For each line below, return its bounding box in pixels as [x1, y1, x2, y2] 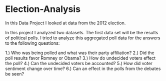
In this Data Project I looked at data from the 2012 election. [5, 20, 126, 26]
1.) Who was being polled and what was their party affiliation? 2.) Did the [5, 50, 154, 56]
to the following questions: [5, 40, 60, 46]
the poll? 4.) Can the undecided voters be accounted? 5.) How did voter [5, 60, 152, 66]
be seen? [5, 71, 24, 77]
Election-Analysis [5, 3, 81, 15]
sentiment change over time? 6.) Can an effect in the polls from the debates [5, 66, 161, 72]
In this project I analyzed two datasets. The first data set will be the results [5, 29, 158, 35]
